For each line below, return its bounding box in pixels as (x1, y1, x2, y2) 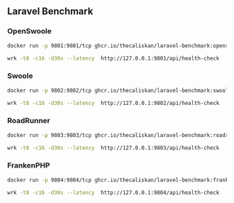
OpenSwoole (7, 26, 52, 36)
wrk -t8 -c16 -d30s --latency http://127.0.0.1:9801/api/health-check (7, 55, 219, 62)
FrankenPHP (7, 161, 50, 170)
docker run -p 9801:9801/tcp (7, 42, 92, 49)
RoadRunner (7, 116, 51, 126)
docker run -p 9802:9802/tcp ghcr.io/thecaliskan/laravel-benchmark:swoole (7, 87, 232, 94)
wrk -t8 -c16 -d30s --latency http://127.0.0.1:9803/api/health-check (7, 144, 219, 152)
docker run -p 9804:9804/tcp (7, 177, 92, 184)
